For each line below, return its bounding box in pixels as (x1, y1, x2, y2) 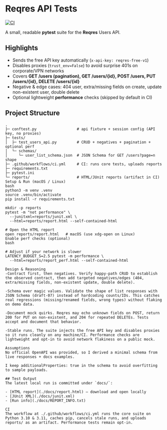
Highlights (5, 44, 38, 53)
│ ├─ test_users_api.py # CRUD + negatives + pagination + (5, 140, 151, 145)
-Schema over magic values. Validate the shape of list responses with (5, 288, 157, 293)
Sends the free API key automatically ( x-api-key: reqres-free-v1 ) (12, 57, 149, 63)
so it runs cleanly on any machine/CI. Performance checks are (5, 332, 140, 337)
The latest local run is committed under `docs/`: (5, 380, 113, 385)
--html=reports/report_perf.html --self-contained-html (9, 258, 128, 263)
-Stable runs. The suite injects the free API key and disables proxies (5, 328, 160, 333)
